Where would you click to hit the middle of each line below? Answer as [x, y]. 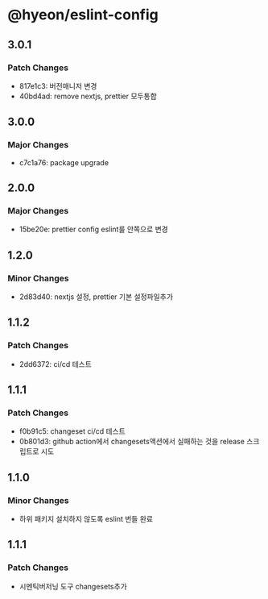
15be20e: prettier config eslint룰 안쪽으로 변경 [93, 229]
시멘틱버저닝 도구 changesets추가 [73, 586]
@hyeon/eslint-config [83, 15]
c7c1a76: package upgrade [64, 162]
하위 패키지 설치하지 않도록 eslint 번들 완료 [86, 519]
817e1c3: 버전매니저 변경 [58, 85]
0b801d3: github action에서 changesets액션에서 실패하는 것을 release [132, 442]
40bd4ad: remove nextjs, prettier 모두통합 [88, 96]
